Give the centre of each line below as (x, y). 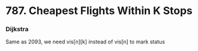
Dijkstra (17, 29)
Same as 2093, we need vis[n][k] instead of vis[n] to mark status (85, 42)
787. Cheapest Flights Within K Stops (99, 11)
